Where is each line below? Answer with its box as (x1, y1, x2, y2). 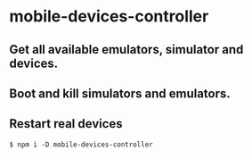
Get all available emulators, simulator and (9, 42, 244, 57)
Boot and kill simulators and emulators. (9, 86, 232, 101)
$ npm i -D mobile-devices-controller (9, 140, 153, 149)
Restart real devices (9, 116, 123, 131)
